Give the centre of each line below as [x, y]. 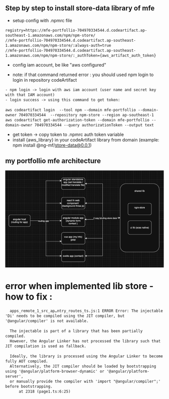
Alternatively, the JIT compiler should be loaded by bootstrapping [83, 367]
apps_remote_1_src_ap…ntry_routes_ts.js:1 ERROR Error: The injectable [87, 311]
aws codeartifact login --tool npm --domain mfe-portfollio [71, 110]
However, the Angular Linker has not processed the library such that [85, 341]
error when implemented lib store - [79, 286]
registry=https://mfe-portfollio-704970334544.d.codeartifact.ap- [76, 30]
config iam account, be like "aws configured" [59, 64]
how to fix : [29, 297]
